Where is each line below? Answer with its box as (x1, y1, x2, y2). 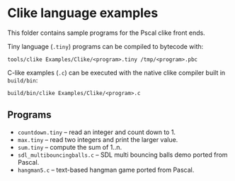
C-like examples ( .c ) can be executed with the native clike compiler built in (7, 68, 226, 77)
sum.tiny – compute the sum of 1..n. (17, 143, 122, 151)
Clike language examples (7, 5, 159, 21)
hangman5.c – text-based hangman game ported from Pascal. (17, 165, 195, 174)
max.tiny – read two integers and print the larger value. (17, 135, 178, 143)
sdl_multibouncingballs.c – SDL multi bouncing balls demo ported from (17, 150, 228, 159)
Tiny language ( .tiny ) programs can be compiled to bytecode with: (7, 42, 204, 50)
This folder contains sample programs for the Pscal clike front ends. (7, 28, 205, 37)
